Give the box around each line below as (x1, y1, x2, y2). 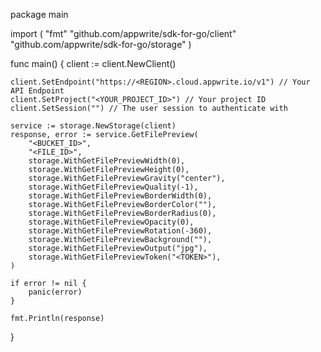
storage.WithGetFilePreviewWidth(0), (28, 156, 186, 166)
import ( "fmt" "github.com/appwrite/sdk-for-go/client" (10, 28, 237, 39)
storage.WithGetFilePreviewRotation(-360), (28, 226, 213, 236)
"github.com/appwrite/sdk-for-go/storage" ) (10, 39, 192, 50)
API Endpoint (10, 86, 65, 96)
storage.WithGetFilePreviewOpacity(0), (28, 217, 195, 227)
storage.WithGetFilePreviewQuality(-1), (28, 182, 199, 192)
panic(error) (28, 287, 83, 297)
